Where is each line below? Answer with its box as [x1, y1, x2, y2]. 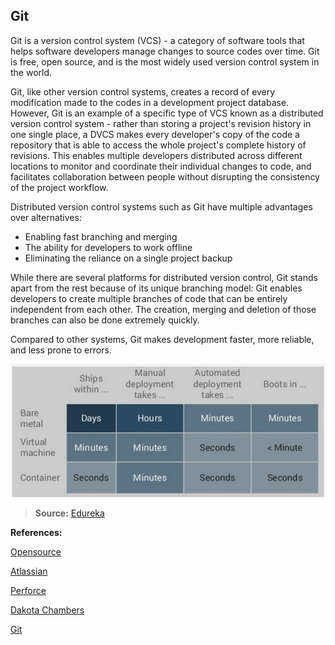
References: [10, 527, 63, 539]
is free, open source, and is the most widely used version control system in [10, 55, 320, 68]
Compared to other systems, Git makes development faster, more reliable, [10, 333, 315, 345]
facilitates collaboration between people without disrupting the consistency [10, 170, 320, 183]
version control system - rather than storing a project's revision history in [10, 117, 312, 129]
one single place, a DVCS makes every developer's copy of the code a [10, 128, 300, 140]
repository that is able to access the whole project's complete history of [10, 139, 307, 151]
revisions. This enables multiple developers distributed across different [10, 149, 303, 161]
